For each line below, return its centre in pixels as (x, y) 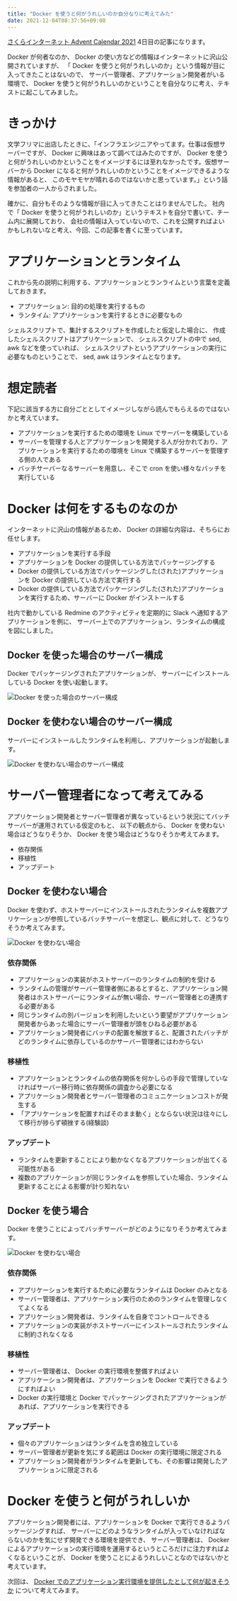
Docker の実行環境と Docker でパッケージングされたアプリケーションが (122, 1398)
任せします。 (26, 539)
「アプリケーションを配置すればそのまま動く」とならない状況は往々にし (123, 1114)
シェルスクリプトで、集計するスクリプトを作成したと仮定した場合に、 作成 (116, 330)
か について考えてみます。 (45, 1590)
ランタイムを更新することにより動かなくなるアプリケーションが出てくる (123, 1159)
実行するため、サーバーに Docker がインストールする (108, 598)
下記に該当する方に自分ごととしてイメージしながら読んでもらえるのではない (118, 409)
